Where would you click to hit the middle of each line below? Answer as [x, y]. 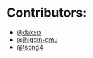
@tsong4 [30, 47]
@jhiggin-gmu [37, 39]
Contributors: [47, 13]
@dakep [29, 32]
